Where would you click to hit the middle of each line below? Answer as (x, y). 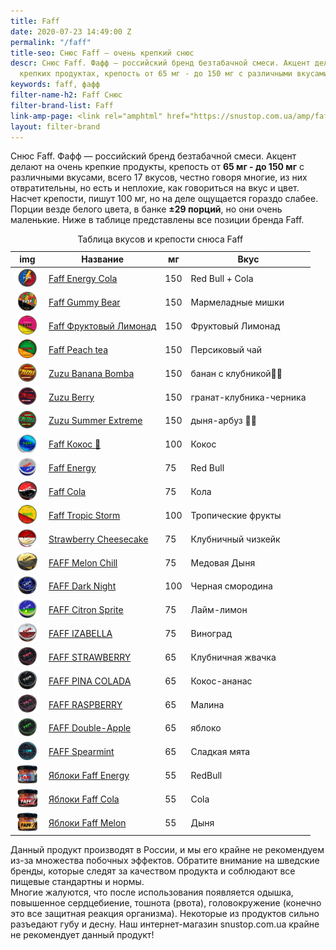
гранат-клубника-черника (248, 397)
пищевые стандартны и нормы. (77, 882)
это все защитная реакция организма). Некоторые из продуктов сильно (165, 914)
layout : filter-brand (55, 126)
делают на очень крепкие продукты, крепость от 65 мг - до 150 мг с (157, 167)
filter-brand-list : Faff (62, 105)
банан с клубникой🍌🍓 (236, 373)
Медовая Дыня (223, 562)
